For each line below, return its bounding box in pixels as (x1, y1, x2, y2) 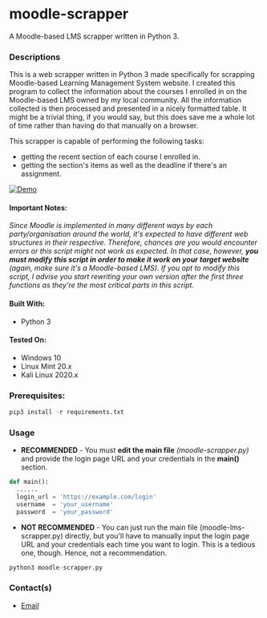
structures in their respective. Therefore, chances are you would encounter (9, 238, 257, 247)
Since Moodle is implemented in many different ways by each (9, 221, 213, 230)
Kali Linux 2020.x (20, 370, 79, 380)
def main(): (9, 478, 49, 486)
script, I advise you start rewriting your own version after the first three (9, 272, 244, 282)
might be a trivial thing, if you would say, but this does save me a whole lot (9, 112, 255, 122)
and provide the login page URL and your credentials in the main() (20, 454, 240, 464)
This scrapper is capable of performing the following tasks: (9, 136, 204, 146)
